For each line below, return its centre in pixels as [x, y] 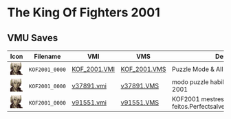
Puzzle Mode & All [197, 69]
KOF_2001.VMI [93, 69]
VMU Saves [33, 38]
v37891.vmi [89, 85]
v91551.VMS [140, 103]
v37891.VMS [140, 85]
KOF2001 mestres [198, 99]
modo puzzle [190, 82]
